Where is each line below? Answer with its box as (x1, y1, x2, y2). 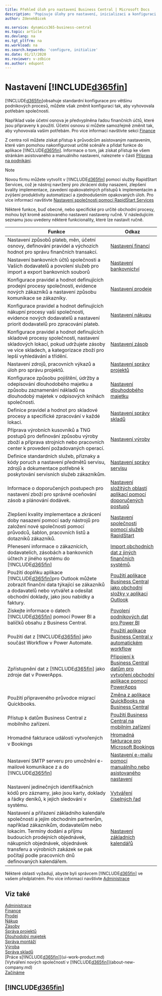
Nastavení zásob (110, 341, 148, 348)
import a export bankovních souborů (7, 269, 90, 275)
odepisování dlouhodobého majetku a (7, 381, 93, 388)
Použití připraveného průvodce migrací (7, 695, 95, 701)
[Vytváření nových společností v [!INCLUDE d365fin (5, 959, 107, 965)
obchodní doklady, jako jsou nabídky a (7, 593, 94, 600)
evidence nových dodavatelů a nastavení (7, 315, 100, 321)
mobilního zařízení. (7, 721, 51, 727)
